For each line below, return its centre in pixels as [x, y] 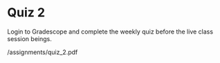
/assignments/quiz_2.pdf [43, 52]
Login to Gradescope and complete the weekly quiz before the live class [110, 32]
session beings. [29, 38]
